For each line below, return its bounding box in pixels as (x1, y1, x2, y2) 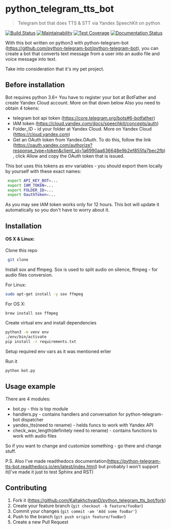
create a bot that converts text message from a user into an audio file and (5, 51, 160, 57)
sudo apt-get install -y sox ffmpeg (5, 291, 83, 296)
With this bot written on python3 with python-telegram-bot (5, 39, 129, 46)
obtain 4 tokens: (5, 105, 40, 111)
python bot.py (5, 368, 36, 373)
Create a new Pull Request (12, 519, 69, 525)
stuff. (5, 448, 16, 454)
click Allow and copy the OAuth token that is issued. (15, 153, 125, 159)
